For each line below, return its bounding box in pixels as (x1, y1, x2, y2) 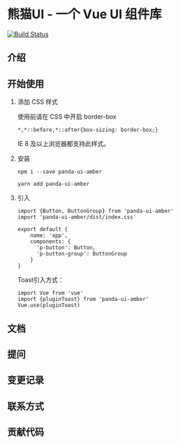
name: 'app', (30, 232, 68, 239)
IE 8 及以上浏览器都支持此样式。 (17, 140, 110, 148)
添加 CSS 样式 (17, 98, 58, 106)
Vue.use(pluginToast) (17, 302, 80, 309)
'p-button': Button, (36, 244, 96, 251)
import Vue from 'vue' (17, 290, 84, 297)
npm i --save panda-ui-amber (17, 168, 103, 175)
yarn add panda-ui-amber (17, 181, 90, 188)
